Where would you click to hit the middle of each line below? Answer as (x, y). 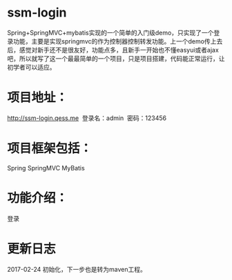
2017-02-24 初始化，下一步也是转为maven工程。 (77, 269)
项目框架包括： (50, 149)
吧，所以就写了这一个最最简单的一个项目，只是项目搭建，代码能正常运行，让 (116, 58)
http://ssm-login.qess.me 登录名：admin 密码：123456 (87, 118)
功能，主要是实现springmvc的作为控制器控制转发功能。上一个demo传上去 (118, 41)
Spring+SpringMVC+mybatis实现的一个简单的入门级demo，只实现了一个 (110, 32)
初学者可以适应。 (31, 67)
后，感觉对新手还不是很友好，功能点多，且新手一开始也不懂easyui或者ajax (113, 50)
